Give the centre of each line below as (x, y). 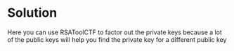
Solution (32, 13)
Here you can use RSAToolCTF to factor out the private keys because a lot (115, 32)
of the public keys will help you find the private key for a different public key (117, 39)
